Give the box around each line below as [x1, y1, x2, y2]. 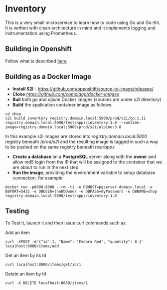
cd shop [5, 111, 21, 116]
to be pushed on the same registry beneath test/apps [5, 143, 115, 150]
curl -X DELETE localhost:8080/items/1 [5, 280, 88, 285]
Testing [5, 206, 29, 215]
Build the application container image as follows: [12, 101, 113, 107]
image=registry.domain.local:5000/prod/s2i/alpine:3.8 [5, 124, 122, 129]
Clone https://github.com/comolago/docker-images [12, 91, 120, 97]
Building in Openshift [5, 44, 72, 53]
